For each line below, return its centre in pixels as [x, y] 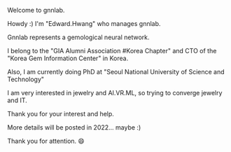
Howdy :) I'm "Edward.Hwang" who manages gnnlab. [84, 23]
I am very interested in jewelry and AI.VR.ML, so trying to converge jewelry [115, 93]
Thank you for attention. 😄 [46, 141]
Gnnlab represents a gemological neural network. [78, 37]
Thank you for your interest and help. [61, 114]
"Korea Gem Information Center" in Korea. [68, 58]
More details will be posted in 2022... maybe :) [74, 127]
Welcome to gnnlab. [36, 10]
